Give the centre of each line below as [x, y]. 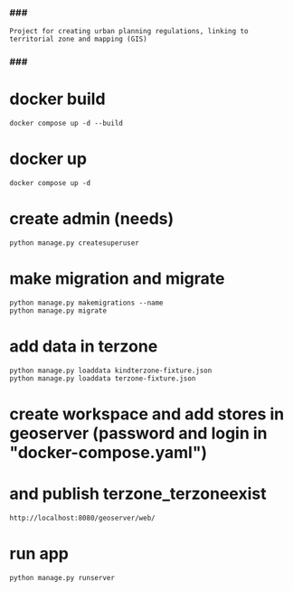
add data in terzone [84, 347]
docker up [48, 159]
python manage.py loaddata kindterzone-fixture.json [111, 371]
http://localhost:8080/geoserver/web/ [82, 518]
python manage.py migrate [58, 310]
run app [39, 554]
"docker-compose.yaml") [109, 453]
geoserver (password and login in [139, 433]
